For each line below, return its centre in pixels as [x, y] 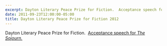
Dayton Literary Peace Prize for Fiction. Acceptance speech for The [75, 33]
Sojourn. [14, 38]
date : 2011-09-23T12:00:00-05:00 [40, 14]
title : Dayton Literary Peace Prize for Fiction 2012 [62, 19]
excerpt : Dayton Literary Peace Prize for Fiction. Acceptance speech [81, 10]
